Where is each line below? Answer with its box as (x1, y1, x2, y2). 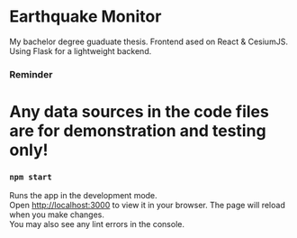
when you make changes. (9, 209, 105, 220)
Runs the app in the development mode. (9, 190, 157, 201)
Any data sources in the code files (9, 102, 270, 123)
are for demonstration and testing (9, 121, 267, 142)
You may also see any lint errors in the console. (9, 219, 184, 230)
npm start (9, 171, 52, 182)
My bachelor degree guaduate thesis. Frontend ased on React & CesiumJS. (9, 36, 288, 47)
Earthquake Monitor (9, 6, 162, 27)
